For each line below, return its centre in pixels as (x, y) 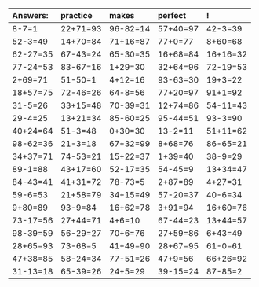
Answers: (30, 15)
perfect (172, 15)
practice (77, 15)
